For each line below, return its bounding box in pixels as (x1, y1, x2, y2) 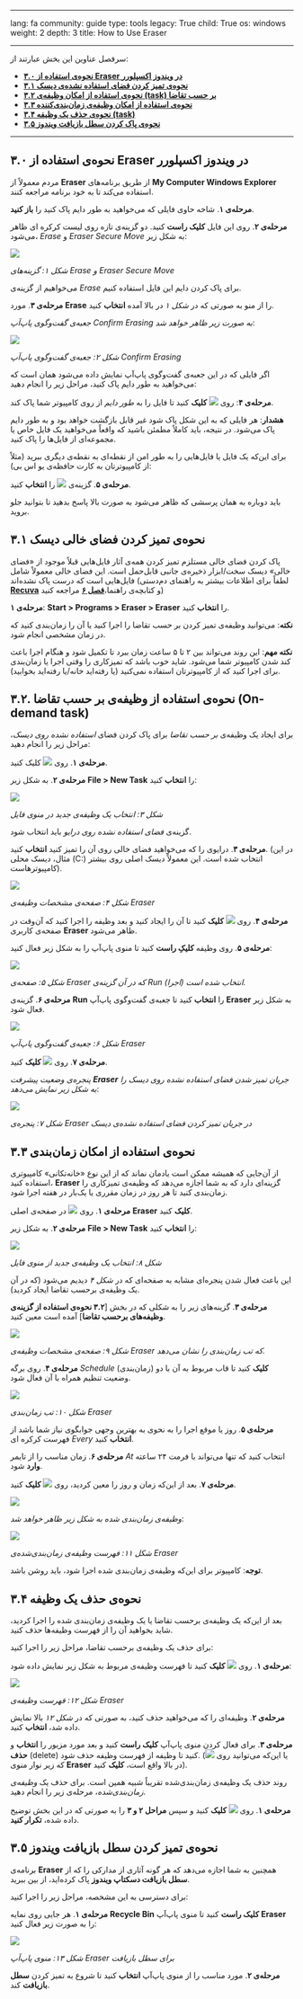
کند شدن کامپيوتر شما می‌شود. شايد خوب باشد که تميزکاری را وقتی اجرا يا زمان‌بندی (10, 655, 291, 666)
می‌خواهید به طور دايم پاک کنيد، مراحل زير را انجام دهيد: (10, 378, 197, 389)
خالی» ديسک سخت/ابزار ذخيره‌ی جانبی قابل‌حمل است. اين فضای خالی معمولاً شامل (10, 565, 291, 576)
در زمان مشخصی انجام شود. (10, 628, 106, 639)
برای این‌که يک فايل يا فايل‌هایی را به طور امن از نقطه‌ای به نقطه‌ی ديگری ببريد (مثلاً (10, 450, 287, 461)
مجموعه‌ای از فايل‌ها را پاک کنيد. (10, 433, 116, 444)
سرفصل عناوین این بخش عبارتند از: (10, 53, 129, 64)
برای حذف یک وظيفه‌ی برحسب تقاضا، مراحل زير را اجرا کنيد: (10, 1642, 214, 1653)
